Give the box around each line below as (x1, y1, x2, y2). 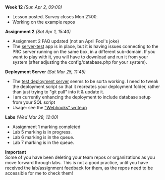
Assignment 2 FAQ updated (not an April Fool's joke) (12, 38, 119, 44)
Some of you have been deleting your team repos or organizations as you (5, 154, 155, 160)
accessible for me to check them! (5, 170, 73, 176)
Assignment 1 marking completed (12, 124, 81, 130)
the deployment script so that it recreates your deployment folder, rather (12, 84, 160, 90)
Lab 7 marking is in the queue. (12, 139, 74, 145)
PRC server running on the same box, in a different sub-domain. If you (12, 49, 156, 54)
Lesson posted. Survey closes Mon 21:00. (12, 14, 98, 19)
